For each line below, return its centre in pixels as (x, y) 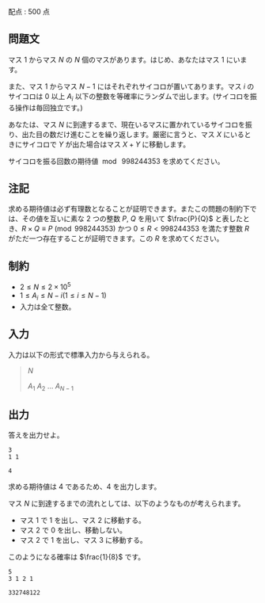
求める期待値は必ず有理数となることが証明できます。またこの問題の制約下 (129, 209)
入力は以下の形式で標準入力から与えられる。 (81, 354)
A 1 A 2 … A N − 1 (50, 387)
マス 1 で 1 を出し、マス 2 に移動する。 (83, 521)
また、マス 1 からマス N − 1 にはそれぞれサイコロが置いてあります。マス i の (131, 86)
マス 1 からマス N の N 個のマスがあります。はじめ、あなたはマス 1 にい (124, 59)
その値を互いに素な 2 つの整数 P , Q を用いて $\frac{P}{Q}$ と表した (132, 219)
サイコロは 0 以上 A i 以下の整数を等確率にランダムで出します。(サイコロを (129, 97)
